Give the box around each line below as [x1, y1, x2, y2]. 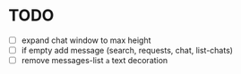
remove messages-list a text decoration [21, 55, 168, 66]
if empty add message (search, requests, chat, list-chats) [21, 45, 234, 55]
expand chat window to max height [21, 35, 151, 45]
